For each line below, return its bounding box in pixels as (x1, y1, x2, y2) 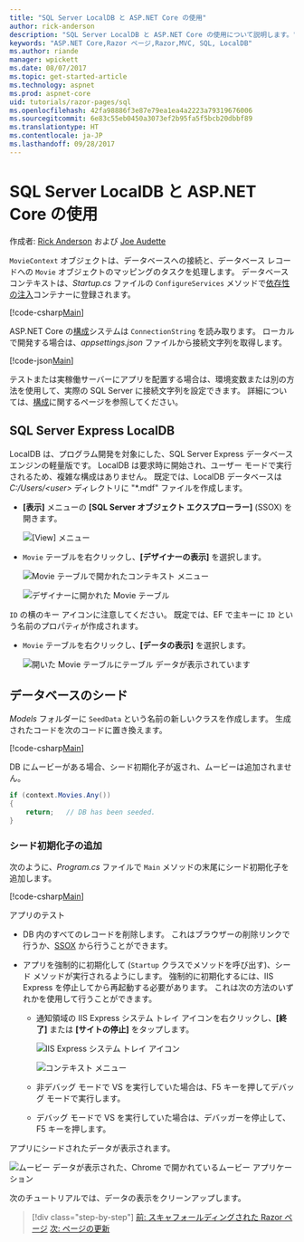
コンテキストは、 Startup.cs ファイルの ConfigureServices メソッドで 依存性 (9, 277, 290, 288)
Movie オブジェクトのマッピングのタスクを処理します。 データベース (34, 266, 290, 277)
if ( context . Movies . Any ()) (9, 791, 111, 800)
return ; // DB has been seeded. (25, 807, 156, 817)
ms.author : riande (9, 47, 79, 56)
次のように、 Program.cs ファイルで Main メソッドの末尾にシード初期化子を (9, 862, 290, 873)
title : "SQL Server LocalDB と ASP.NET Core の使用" (9, 13, 207, 23)
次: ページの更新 (49, 1223, 110, 1234)
